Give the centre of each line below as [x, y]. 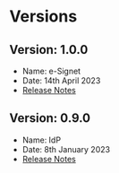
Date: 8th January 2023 [66, 149]
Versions [43, 17]
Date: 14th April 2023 [61, 81]
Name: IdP [41, 140]
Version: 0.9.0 [50, 118]
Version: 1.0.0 [49, 50]
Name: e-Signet [51, 71]
